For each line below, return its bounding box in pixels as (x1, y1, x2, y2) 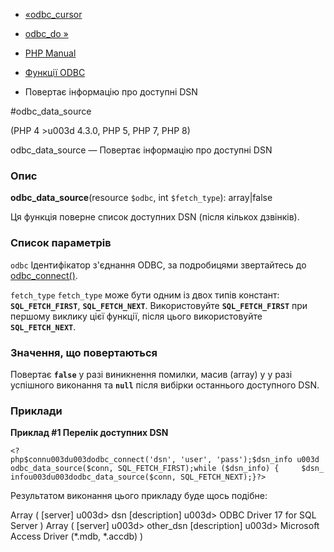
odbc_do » (24, 28, 69, 39)
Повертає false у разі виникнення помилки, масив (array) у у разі (10, 368, 293, 380)
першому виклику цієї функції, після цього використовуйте (10, 310, 263, 322)
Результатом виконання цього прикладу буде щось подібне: (10, 490, 268, 502)
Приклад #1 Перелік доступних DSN (10, 427, 169, 439)
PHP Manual (24, 47, 77, 59)
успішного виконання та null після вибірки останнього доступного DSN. (10, 379, 320, 391)
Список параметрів (10, 236, 112, 250)
